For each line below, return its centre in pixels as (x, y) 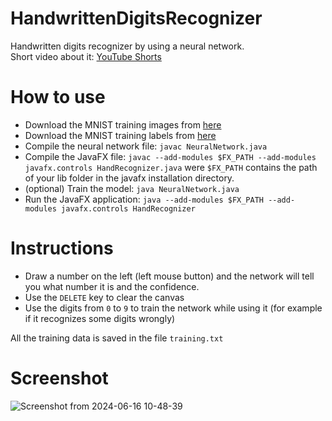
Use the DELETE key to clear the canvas (104, 297)
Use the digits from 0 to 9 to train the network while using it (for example (173, 308)
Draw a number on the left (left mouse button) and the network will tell (169, 276)
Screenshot (59, 378)
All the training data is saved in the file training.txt (117, 338)
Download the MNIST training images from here (123, 124)
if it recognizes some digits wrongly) (100, 318)
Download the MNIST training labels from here (120, 135)
